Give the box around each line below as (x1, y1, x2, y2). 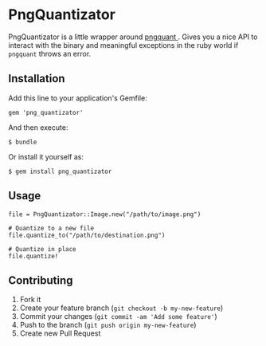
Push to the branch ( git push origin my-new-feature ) (19, 320, 197, 330)
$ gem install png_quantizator (8, 167, 112, 175)
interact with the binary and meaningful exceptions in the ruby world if (8, 40, 239, 49)
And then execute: (8, 122, 68, 132)
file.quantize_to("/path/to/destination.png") (8, 231, 166, 239)
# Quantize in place (8, 245, 77, 253)
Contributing (8, 273, 73, 287)
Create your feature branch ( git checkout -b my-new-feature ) (19, 303, 224, 313)
